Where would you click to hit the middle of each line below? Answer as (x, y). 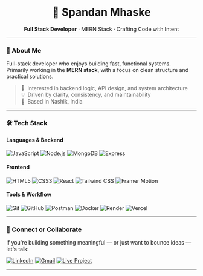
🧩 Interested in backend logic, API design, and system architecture (105, 88)
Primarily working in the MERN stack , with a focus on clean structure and (98, 70)
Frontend (18, 167)
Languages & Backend (35, 140)
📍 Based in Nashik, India (52, 102)
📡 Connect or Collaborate (44, 229)
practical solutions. (30, 77)
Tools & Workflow (29, 195)
